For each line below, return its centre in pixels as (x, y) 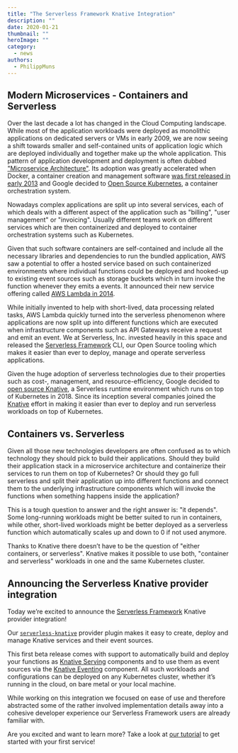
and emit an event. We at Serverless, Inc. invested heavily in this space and (117, 338)
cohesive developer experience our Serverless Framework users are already (119, 713)
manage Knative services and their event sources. (80, 640)
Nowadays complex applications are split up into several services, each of (115, 205)
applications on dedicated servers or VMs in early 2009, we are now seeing (118, 138)
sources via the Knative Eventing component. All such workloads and (108, 669)
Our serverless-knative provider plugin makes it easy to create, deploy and (118, 633)
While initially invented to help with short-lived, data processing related (111, 307)
